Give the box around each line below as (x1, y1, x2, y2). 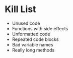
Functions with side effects (12, 25, 68, 31)
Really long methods (12, 47, 55, 53)
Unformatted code (12, 31, 51, 37)
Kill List (5, 4, 36, 15)
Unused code (12, 20, 40, 26)
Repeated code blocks (12, 36, 59, 42)
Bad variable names (12, 41, 53, 47)
